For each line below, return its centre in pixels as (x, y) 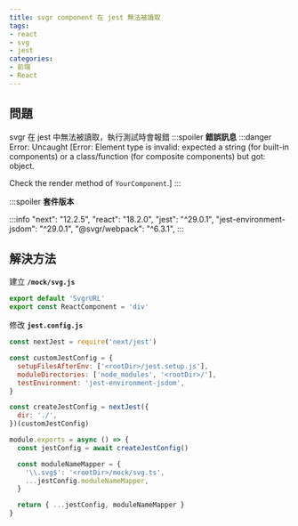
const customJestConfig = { (61, 358)
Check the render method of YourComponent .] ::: (95, 182)
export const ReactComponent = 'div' (79, 307)
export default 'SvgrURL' (57, 299)
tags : (19, 26)
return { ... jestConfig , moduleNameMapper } (101, 505)
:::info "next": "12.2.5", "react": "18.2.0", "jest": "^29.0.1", (112, 219)
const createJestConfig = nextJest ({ (79, 407)
